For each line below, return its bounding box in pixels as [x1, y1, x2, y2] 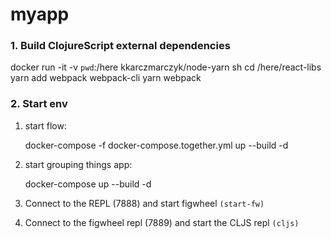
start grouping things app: [24, 158, 133, 170]
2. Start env [10, 97, 68, 111]
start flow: [24, 119, 67, 132]
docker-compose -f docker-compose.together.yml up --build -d [24, 139, 289, 151]
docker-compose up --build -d [24, 178, 152, 190]
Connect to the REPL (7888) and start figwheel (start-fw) [24, 197, 265, 209]
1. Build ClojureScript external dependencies [10, 39, 231, 53]
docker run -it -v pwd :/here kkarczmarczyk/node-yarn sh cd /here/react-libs [10, 61, 322, 73]
